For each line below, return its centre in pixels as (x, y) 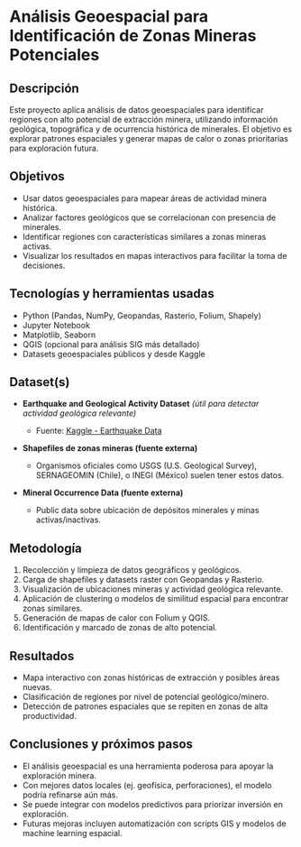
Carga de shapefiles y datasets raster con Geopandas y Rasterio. (143, 580)
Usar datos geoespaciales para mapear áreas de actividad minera (145, 198)
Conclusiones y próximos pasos (101, 745)
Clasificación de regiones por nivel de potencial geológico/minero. (146, 697)
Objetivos (37, 176)
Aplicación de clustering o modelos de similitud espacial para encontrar (155, 599)
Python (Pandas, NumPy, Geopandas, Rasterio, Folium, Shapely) (141, 315)
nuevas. (37, 687)
